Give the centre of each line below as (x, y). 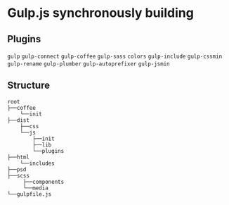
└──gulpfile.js (30, 194)
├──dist (19, 120)
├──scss (19, 175)
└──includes (37, 163)
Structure (29, 86)
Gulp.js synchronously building (101, 13)
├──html (19, 157)
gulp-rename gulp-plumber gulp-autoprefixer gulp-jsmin (89, 64)
